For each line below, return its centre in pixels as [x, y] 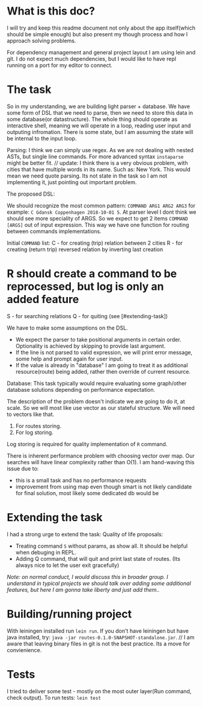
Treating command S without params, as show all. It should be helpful [102, 546]
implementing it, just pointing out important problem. [72, 182]
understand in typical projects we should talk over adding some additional [99, 583]
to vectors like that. [31, 414]
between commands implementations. [54, 231]
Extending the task [55, 517]
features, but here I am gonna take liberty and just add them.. [83, 589]
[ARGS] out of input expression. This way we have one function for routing [98, 225]
